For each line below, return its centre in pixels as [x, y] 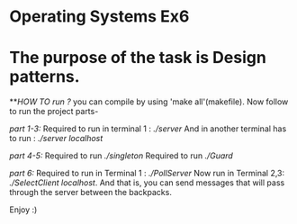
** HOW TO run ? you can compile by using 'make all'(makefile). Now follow [149, 102]
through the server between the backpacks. [91, 193]
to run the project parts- [54, 112]
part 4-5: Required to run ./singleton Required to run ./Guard [121, 156]
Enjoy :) [23, 210]
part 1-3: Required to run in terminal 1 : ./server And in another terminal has [148, 129]
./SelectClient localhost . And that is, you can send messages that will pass [147, 183]
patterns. [45, 77]
